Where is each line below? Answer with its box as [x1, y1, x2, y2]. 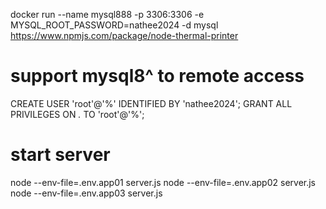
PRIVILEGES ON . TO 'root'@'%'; [10, 108, 145, 120]
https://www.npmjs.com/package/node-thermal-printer [10, 30, 239, 41]
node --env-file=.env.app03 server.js [10, 187, 163, 199]
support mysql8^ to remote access [10, 65, 305, 88]
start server [10, 144, 111, 166]
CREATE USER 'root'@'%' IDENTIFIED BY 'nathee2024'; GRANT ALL [10, 97, 293, 109]
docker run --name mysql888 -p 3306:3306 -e [10, 9, 205, 20]
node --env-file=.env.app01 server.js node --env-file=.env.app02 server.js [10, 176, 317, 188]
